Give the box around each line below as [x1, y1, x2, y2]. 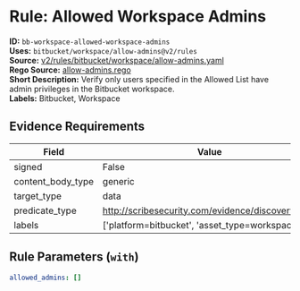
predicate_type [13, 204, 78, 217]
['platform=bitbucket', [102, 218, 195, 231]
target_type [13, 190, 62, 202]
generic [102, 175, 136, 187]
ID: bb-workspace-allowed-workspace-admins [9, 36, 171, 47]
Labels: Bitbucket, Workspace [9, 92, 121, 104]
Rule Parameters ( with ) [9, 249, 139, 265]
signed [13, 160, 43, 173]
